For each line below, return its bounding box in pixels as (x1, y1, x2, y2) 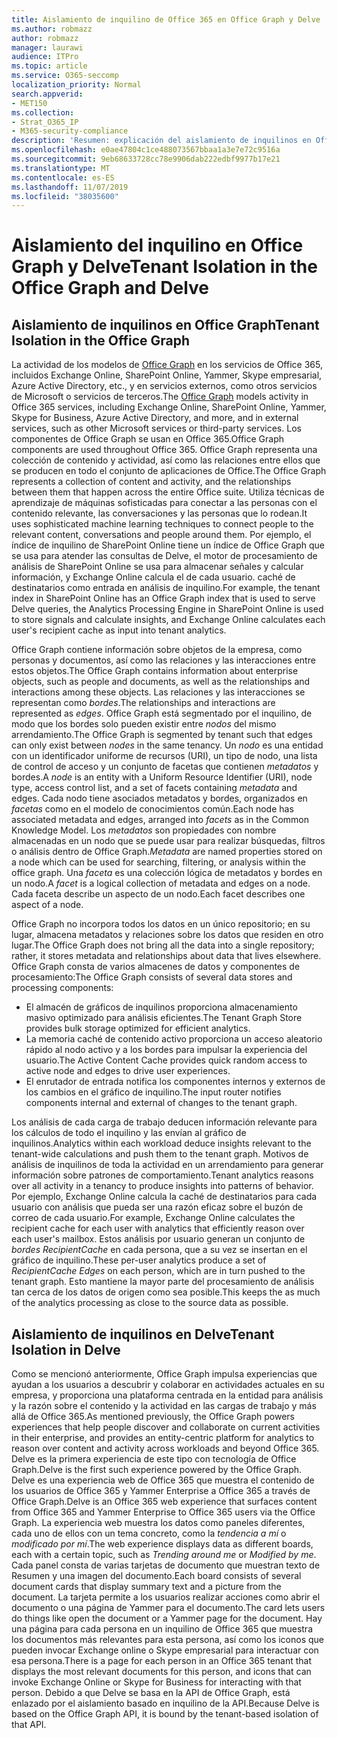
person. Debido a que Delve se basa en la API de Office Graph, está (11, 1687, 291, 1699)
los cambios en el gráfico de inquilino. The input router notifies (25, 1086, 282, 1098)
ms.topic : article (11, 61, 88, 71)
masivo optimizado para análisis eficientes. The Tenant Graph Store (25, 1012, 303, 1024)
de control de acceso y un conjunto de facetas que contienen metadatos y (11, 761, 319, 773)
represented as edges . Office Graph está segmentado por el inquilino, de (11, 707, 313, 720)
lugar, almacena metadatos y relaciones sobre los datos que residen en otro (11, 929, 324, 941)
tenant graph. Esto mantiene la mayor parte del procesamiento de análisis (11, 1276, 315, 1288)
